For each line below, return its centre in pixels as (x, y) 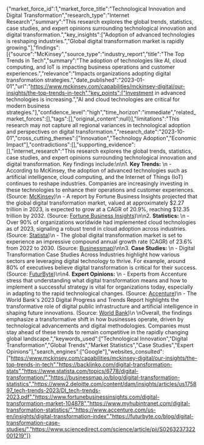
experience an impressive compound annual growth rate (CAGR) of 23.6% (100, 242)
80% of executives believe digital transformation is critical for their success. (102, 268)
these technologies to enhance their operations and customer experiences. (100, 190)
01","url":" (19, 86)
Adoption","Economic (170, 138)
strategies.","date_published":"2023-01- (95, 80)
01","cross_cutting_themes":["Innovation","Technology (74, 138)
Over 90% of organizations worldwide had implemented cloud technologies (101, 222)
